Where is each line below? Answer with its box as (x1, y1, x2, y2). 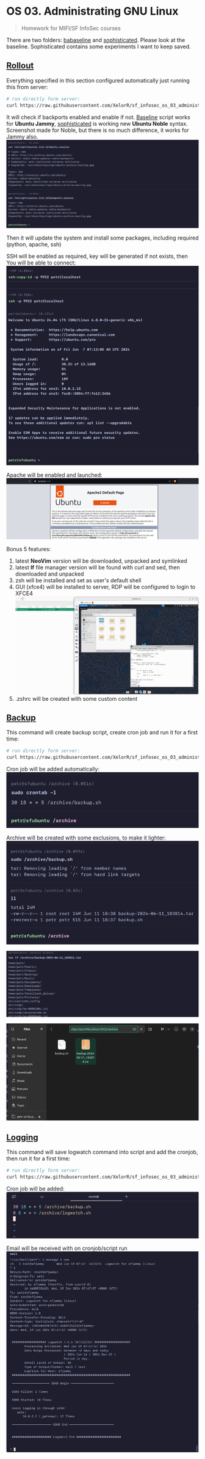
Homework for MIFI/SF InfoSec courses (21, 24, 121, 32)
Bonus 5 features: (6, 546, 51, 553)
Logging (6, 1132, 38, 1143)
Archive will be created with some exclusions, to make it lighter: (6, 834, 166, 841)
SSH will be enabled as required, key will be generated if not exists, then (6, 252, 188, 260)
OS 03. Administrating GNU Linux (6, 4, 179, 18)
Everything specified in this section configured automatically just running (6, 76, 190, 84)
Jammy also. (6, 133, 38, 140)
